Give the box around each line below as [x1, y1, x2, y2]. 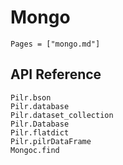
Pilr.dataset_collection [10, 110, 114, 120]
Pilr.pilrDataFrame [10, 136, 92, 146]
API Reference [10, 66, 102, 83]
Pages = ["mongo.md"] [10, 39, 101, 49]
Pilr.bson [10, 92, 52, 103]
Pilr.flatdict [10, 127, 70, 138]
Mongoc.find [10, 145, 60, 155]
